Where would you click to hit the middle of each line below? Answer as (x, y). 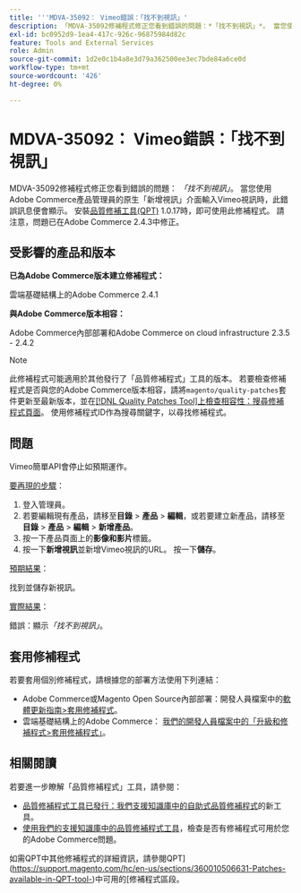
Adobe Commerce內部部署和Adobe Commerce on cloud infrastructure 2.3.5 (150, 333)
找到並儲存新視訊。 (45, 588)
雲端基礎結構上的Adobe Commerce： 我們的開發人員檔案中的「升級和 (151, 721)
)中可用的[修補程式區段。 (138, 879)
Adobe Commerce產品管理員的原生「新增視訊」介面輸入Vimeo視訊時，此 (145, 199)
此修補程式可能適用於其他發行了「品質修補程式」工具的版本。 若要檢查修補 (148, 379)
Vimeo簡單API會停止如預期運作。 (71, 467)
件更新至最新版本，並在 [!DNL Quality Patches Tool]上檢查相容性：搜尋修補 (147, 401)
